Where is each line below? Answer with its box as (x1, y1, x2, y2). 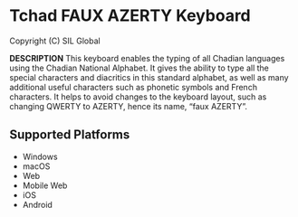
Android (22, 199, 53, 210)
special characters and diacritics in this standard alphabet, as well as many (9, 71, 289, 82)
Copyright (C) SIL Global (9, 35, 101, 46)
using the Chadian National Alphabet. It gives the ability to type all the (9, 62, 270, 73)
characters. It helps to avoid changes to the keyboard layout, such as (9, 91, 267, 102)
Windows (22, 151, 58, 162)
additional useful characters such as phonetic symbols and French (9, 81, 258, 92)
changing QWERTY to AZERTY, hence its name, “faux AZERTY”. (9, 100, 247, 111)
